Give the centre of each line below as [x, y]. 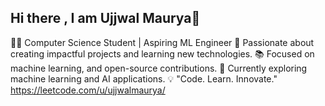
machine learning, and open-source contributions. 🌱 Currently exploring [159, 68]
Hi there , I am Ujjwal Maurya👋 [105, 18]
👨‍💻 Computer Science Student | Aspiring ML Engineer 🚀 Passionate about [162, 42]
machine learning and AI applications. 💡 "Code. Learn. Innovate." [144, 78]
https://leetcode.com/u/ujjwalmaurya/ [88, 90]
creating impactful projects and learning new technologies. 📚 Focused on [162, 53]
